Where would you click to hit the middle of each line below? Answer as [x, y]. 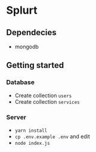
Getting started [35, 65]
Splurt [22, 10]
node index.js [32, 143]
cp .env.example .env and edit [52, 136]
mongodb [27, 46]
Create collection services [47, 101]
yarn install [31, 131]
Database [20, 82]
